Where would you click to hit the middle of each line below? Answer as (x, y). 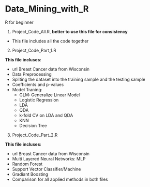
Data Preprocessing (32, 74)
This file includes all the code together (50, 41)
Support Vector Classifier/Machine (46, 169)
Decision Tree (33, 125)
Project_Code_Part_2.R (35, 135)
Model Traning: (27, 89)
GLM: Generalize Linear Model (50, 95)
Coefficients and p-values (38, 84)
